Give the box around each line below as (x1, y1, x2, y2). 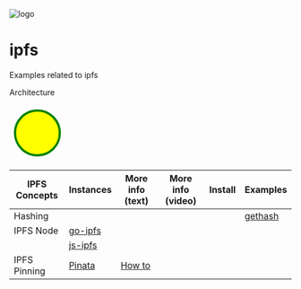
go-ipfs (68, 224, 101, 237)
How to (120, 258, 150, 271)
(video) (165, 194, 197, 206)
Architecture (9, 86, 56, 98)
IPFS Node (13, 224, 59, 237)
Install (209, 183, 236, 196)
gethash (245, 209, 279, 222)
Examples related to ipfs (9, 69, 99, 80)
